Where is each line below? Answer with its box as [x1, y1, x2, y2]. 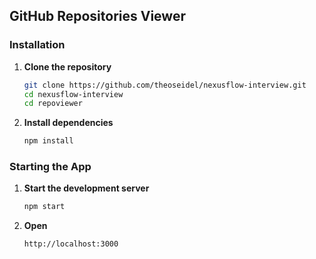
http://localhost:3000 [23, 239, 119, 249]
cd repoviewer [23, 99, 83, 109]
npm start [23, 202, 66, 212]
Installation [9, 38, 66, 52]
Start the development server [23, 182, 150, 194]
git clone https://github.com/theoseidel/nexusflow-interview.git [23, 80, 307, 90]
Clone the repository [23, 60, 112, 73]
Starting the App [9, 160, 92, 174]
